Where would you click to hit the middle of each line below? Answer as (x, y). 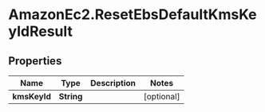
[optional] (162, 97)
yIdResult (41, 31)
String (71, 97)
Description (113, 83)
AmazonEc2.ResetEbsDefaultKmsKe (132, 15)
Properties (35, 61)
